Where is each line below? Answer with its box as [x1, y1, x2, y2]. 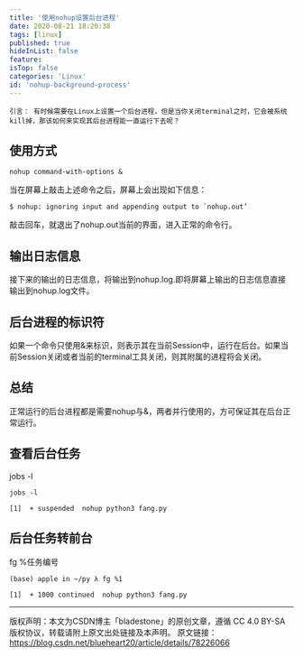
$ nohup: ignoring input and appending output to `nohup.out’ [9, 202, 248, 212]
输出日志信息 [9, 248, 81, 264]
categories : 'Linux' [9, 72, 87, 81]
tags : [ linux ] [9, 30, 63, 39]
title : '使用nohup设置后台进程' [9, 13, 120, 23]
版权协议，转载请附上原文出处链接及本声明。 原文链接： [9, 626, 217, 637]
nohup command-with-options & [9, 168, 124, 177]
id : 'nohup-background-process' [9, 80, 131, 89]
